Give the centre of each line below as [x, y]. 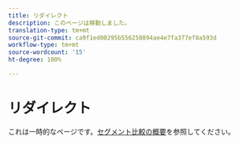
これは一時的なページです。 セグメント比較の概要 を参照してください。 [121, 131]
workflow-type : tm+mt [44, 45]
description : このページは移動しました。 [69, 23]
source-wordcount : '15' [47, 52]
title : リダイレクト [38, 15]
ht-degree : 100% [35, 60]
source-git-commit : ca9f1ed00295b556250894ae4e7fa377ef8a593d [112, 38]
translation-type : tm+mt [49, 30]
